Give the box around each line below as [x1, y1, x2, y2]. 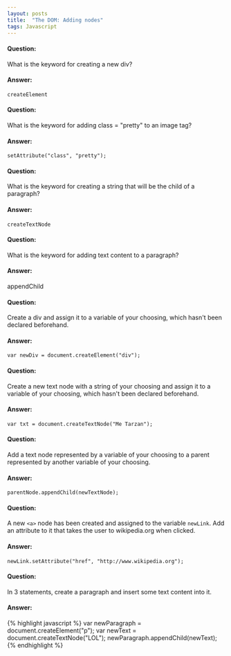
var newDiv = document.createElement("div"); [7, 352, 140, 359]
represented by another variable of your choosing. [7, 458, 151, 466]
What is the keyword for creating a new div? [7, 60, 133, 68]
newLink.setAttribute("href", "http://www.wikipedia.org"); [7, 558, 185, 565]
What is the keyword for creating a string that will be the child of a [7, 182, 195, 190]
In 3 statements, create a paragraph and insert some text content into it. [7, 587, 212, 596]
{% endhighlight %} [7, 641, 64, 650]
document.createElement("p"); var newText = [7, 626, 137, 635]
